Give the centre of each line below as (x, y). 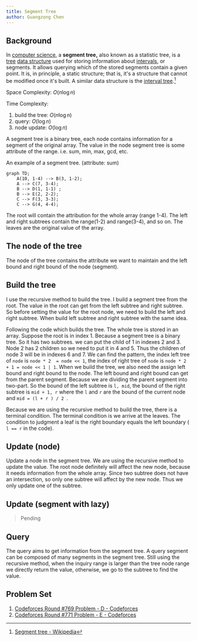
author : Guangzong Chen (35, 17)
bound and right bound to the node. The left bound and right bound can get (97, 373)
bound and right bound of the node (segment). (62, 266)
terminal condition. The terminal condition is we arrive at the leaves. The (93, 415)
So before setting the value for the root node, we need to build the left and (96, 311)
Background (29, 41)
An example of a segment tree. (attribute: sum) (62, 163)
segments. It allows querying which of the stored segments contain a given (97, 68)
